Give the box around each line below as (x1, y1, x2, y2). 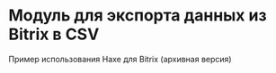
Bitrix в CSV (8, 24, 100, 45)
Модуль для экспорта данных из (8, 5, 267, 26)
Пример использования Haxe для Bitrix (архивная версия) (8, 53, 232, 64)
